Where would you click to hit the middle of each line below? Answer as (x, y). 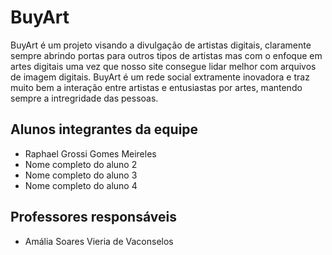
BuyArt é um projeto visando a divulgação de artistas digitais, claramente (161, 45)
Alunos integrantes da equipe (104, 129)
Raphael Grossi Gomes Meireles (90, 153)
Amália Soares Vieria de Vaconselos (99, 241)
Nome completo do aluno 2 (81, 164)
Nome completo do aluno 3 (81, 175)
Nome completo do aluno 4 (81, 185)
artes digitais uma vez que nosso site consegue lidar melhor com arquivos (163, 66)
